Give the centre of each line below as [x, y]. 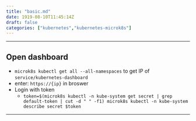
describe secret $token [52, 107]
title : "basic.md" [28, 11]
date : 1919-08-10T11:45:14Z [40, 17]
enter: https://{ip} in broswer [51, 84]
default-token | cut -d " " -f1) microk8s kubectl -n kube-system [106, 102]
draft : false [22, 22]
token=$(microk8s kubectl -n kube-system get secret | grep [98, 96]
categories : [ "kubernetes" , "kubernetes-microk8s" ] [69, 28]
